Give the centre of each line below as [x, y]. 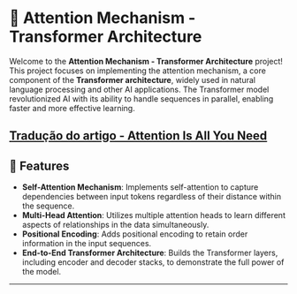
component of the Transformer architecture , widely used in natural [133, 79]
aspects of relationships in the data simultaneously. [115, 225]
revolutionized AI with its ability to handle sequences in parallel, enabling [141, 98]
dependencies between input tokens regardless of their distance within [151, 197]
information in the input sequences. [87, 244]
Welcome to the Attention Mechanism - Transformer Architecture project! [146, 61]
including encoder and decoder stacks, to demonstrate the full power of [153, 262]
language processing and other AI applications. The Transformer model [139, 89]
